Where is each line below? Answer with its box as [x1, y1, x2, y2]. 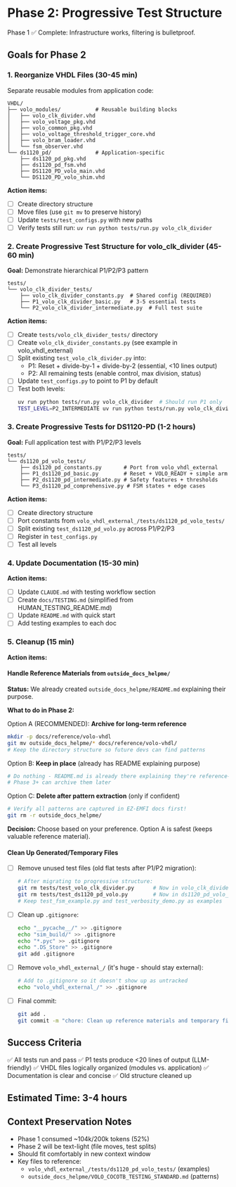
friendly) [7, 1063, 32, 1072]
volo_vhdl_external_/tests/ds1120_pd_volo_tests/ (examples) [27, 1164, 211, 1173]
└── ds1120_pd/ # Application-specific [7, 149, 165, 156]
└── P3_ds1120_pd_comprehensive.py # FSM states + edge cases [20, 482, 206, 490]
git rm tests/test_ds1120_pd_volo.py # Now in [17, 891, 178, 899]
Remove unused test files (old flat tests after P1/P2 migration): [17, 864, 197, 872]
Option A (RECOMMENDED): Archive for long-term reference [7, 719, 188, 728]
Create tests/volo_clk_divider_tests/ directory [17, 331, 158, 339]
